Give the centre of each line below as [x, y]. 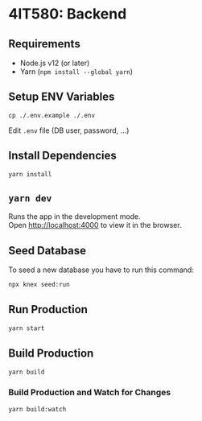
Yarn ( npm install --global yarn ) [76, 72]
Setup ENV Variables [62, 97]
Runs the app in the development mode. [74, 217]
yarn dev [30, 198]
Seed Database [47, 250]
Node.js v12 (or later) [55, 63]
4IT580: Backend [68, 14]
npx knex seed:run [39, 285]
